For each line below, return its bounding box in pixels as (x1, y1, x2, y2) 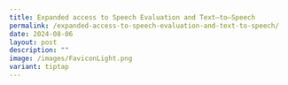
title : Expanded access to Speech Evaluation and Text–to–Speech (9, 12, 255, 22)
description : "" (9, 46, 69, 55)
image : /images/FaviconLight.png (9, 54, 133, 63)
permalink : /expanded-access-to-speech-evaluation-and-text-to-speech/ (9, 21, 279, 30)
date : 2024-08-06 (9, 29, 74, 38)
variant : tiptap (9, 63, 69, 72)
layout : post (9, 37, 58, 47)
